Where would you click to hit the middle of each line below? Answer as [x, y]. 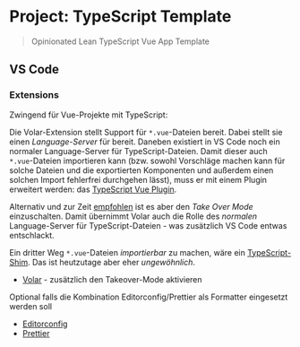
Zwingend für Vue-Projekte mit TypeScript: [89, 115]
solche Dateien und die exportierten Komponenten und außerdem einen [141, 170]
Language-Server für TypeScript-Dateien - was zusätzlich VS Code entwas [148, 225]
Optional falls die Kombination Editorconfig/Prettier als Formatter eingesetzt [149, 297]
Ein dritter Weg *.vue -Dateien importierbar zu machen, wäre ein [128, 252]
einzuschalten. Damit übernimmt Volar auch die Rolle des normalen [133, 216]
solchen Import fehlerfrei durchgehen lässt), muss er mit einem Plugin [138, 179]
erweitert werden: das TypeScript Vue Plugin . [93, 189]
